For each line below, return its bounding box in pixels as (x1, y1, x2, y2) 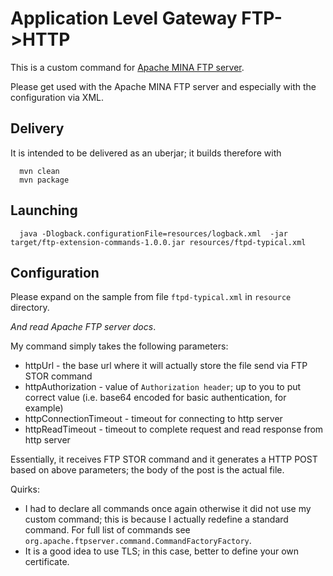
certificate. (24, 556, 70, 568)
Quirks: (10, 483, 40, 496)
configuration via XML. (10, 91, 105, 103)
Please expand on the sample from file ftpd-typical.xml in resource (10, 291, 292, 303)
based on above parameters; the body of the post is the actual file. (10, 464, 285, 476)
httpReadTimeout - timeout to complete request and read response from (24, 423, 324, 436)
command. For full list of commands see (24, 524, 191, 536)
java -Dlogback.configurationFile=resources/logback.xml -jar (19, 228, 288, 239)
